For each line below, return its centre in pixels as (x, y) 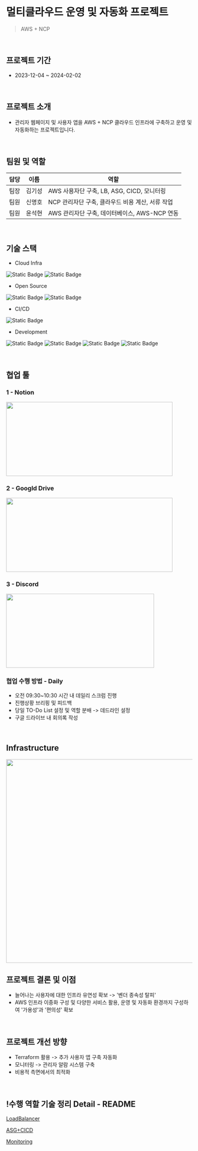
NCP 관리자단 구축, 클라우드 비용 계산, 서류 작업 (111, 202)
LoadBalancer (23, 1119)
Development (31, 332)
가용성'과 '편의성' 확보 (48, 1010)
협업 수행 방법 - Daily (35, 681)
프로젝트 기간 (29, 61)
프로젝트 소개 (29, 107)
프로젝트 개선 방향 (37, 1042)
